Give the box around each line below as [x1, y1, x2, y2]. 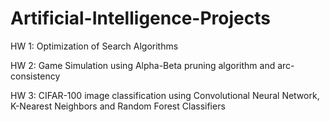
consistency [10, 70, 61, 82]
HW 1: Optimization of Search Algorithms [10, 40, 179, 52]
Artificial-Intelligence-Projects [10, 7, 271, 30]
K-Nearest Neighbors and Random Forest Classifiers [10, 100, 226, 112]
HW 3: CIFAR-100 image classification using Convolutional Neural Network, [10, 89, 320, 101]
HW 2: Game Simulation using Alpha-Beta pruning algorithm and [10, 59, 276, 71]
